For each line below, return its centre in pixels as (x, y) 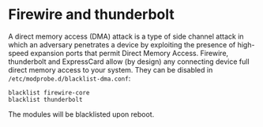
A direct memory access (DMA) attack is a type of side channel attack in (126, 36)
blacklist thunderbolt (45, 99)
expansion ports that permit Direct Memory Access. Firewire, (130, 53)
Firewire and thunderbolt (92, 15)
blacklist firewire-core (49, 92)
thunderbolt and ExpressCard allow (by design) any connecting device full (129, 62)
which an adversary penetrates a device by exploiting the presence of (122, 44)
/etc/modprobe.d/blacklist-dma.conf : (70, 78)
